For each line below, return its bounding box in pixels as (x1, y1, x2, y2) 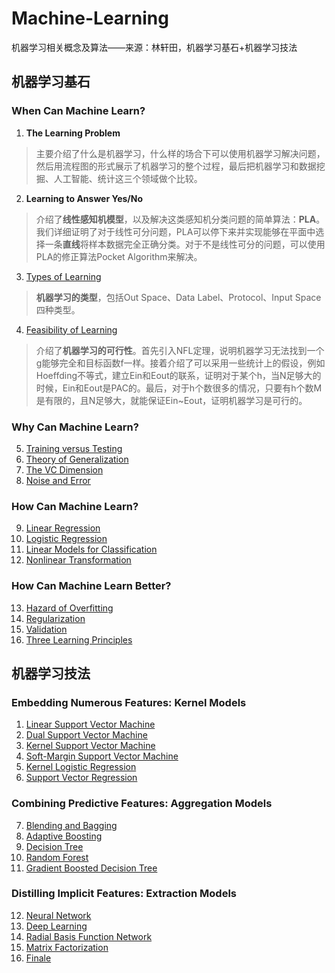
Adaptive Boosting (25, 830, 103, 842)
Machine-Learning (11, 7, 169, 30)
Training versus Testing (25, 442, 123, 454)
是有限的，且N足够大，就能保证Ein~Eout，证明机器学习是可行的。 (35, 394, 308, 406)
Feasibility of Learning (25, 323, 118, 336)
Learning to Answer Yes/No (25, 192, 144, 204)
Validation (25, 623, 68, 635)
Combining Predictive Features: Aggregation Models (11, 797, 273, 811)
